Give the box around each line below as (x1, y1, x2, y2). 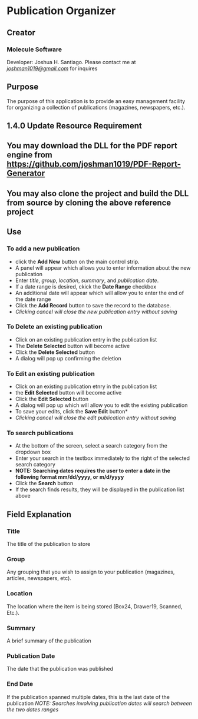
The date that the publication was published (6, 665, 114, 672)
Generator (6, 168, 45, 178)
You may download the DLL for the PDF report (6, 141, 177, 151)
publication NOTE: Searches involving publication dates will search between (6, 700, 192, 707)
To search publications (6, 429, 74, 437)
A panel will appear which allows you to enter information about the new (15, 264, 191, 271)
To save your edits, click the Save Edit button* (15, 408, 128, 415)
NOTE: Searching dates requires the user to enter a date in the (15, 467, 170, 475)
